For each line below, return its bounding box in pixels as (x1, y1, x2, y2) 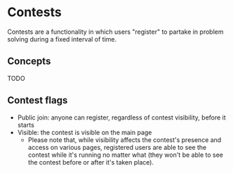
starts (17, 120, 35, 129)
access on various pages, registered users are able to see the (27, 143, 207, 151)
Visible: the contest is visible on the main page (17, 128, 152, 136)
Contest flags (7, 94, 68, 106)
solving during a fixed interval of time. (7, 34, 117, 43)
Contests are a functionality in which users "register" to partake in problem (7, 27, 224, 36)
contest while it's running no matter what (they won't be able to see (27, 150, 223, 159)
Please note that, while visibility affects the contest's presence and (27, 135, 222, 144)
